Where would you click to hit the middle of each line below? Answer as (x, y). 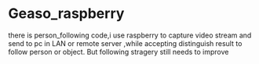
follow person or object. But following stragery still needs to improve (119, 52)
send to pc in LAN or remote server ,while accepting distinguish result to (125, 43)
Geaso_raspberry (66, 14)
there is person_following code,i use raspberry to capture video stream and (130, 35)
